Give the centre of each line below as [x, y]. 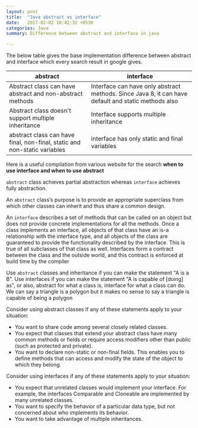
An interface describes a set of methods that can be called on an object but [99, 218]
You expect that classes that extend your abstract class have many [96, 334]
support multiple [32, 118]
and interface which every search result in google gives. [74, 62]
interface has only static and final [137, 139]
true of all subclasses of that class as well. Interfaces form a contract [90, 249]
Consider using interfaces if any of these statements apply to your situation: [98, 376]
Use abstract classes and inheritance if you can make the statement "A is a [98, 273]
